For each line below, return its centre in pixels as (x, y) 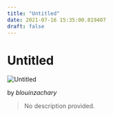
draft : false (26, 26)
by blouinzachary (32, 93)
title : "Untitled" (33, 13)
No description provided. (59, 106)
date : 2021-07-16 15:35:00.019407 (57, 20)
